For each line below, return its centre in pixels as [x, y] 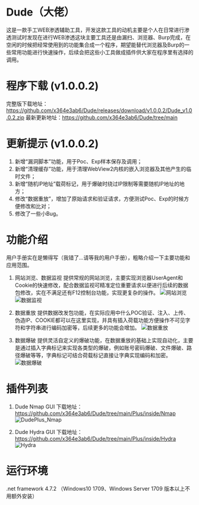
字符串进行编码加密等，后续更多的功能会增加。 [83, 327]
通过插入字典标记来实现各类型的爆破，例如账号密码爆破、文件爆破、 [103, 348]
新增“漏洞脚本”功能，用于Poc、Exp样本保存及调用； [78, 161]
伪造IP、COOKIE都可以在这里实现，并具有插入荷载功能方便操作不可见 [100, 320]
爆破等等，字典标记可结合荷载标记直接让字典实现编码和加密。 [95, 355]
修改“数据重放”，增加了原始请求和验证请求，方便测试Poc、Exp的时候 [99, 199]
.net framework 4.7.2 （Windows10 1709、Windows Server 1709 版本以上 [96, 488]
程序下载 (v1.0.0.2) [53, 86]
